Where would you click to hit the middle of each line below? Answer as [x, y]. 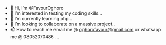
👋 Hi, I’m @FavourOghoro [37, 8]
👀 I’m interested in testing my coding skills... [56, 13]
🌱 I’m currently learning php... [41, 18]
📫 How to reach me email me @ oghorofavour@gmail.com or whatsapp [86, 30]
